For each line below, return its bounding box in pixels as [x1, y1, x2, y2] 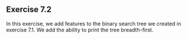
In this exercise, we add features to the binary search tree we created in [6, 20, 182, 27]
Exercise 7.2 [6, 5, 52, 15]
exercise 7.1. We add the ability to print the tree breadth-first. [6, 26, 154, 33]
